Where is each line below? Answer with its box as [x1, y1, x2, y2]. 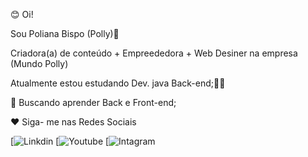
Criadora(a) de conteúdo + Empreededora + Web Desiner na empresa [10, 47, 298, 59]
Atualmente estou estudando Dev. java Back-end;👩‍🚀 [10, 77, 226, 89]
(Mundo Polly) [10, 58, 69, 69]
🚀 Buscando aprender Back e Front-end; [10, 97, 177, 108]
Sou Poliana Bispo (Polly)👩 [10, 28, 120, 39]
